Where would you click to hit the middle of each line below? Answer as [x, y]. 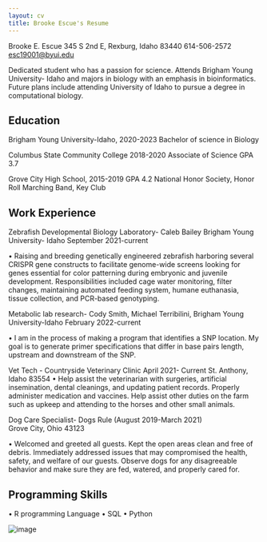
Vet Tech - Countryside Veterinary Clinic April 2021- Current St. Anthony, [128, 371]
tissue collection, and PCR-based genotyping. [84, 299]
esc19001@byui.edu [41, 54]
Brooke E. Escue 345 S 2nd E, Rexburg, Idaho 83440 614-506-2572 [120, 46]
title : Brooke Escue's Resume [59, 23]
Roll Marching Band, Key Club [57, 188]
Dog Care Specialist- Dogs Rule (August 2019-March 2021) [105, 420]
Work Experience [52, 213]
